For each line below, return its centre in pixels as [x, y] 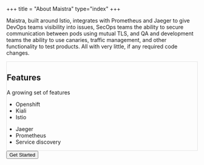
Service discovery [38, 142]
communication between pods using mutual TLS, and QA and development [100, 33]
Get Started [22, 155]
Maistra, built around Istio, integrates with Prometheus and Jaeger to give [98, 20]
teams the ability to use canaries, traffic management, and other [87, 40]
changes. [18, 53]
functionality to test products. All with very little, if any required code [92, 46]
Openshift [28, 104]
